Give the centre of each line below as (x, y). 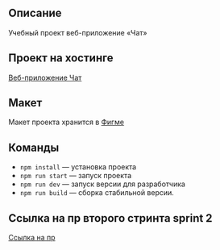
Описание (35, 13)
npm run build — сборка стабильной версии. (97, 193)
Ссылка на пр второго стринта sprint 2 (110, 218)
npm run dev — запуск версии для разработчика (102, 184)
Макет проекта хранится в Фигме (66, 122)
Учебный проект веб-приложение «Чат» (78, 32)
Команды (34, 147)
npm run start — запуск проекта (76, 176)
